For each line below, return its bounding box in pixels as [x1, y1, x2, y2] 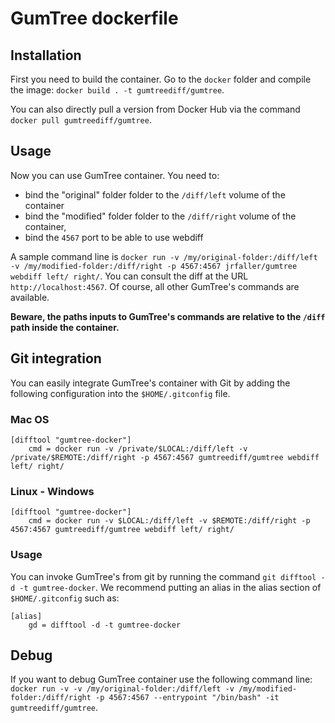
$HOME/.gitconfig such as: [10, 592, 120, 604]
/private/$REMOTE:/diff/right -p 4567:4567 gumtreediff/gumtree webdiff [10, 452, 320, 462]
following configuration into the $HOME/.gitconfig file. [10, 387, 231, 399]
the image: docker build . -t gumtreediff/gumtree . [10, 84, 225, 96]
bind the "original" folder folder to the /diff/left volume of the [24, 188, 286, 201]
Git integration [10, 350, 102, 367]
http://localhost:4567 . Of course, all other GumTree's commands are [10, 280, 300, 292]
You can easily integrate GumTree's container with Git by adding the [10, 377, 291, 389]
